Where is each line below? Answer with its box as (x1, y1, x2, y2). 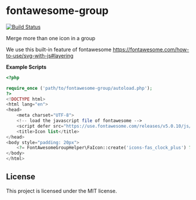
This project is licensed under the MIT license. (6, 187, 117, 194)
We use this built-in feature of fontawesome (6, 45, 112, 53)
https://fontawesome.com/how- (113, 45, 190, 53)
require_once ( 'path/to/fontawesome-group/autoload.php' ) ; (6, 85, 153, 91)
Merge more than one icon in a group (6, 34, 96, 41)
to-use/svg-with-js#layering (6, 52, 74, 59)
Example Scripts (6, 63, 47, 71)
